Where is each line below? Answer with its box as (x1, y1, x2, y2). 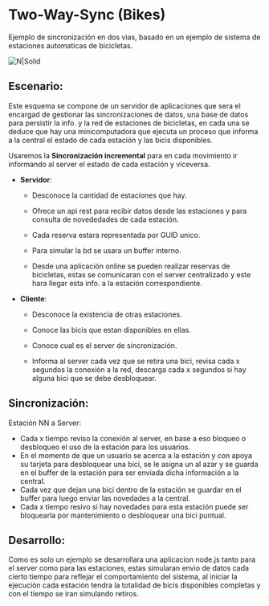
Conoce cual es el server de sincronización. (31, 340, 177, 350)
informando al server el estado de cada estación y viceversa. (8, 159, 210, 169)
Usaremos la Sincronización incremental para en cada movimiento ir (8, 150, 238, 160)
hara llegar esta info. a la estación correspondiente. (31, 278, 202, 288)
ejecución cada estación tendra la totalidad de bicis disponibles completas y (8, 580, 261, 590)
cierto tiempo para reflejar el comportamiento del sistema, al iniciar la (8, 572, 238, 582)
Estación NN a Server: (8, 418, 82, 428)
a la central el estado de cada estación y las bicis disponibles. (8, 135, 213, 145)
